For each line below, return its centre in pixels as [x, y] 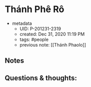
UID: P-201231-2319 [40, 28]
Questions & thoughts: [41, 78]
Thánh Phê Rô [34, 9]
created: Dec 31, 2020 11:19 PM [52, 34]
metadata [22, 23]
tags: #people [34, 39]
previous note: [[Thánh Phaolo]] [53, 45]
